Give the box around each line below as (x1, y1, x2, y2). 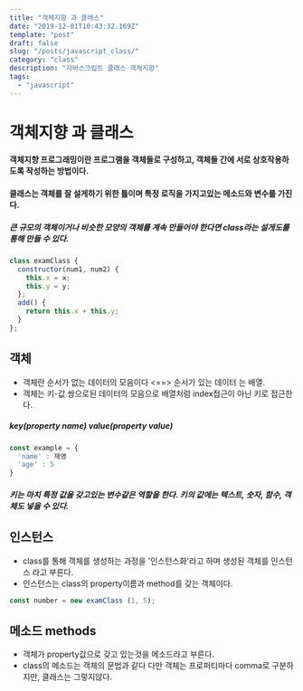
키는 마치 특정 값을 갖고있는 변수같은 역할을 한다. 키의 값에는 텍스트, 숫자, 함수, (9, 489, 282, 500)
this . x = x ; (25, 273, 71, 282)
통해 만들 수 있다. (9, 232, 70, 244)
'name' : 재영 (17, 451, 67, 461)
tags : (9, 72, 30, 81)
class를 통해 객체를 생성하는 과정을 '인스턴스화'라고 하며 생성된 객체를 (22, 555, 270, 566)
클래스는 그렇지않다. (42, 671, 113, 683)
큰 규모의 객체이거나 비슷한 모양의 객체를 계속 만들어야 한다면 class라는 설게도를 (9, 222, 289, 232)
